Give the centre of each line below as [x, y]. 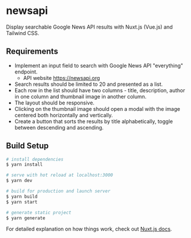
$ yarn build [22, 197]
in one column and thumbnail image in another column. [80, 96]
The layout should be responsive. [54, 103]
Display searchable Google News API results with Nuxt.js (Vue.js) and [89, 27]
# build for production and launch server [58, 191]
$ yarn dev [19, 181]
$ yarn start [22, 202]
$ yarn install [24, 164]
